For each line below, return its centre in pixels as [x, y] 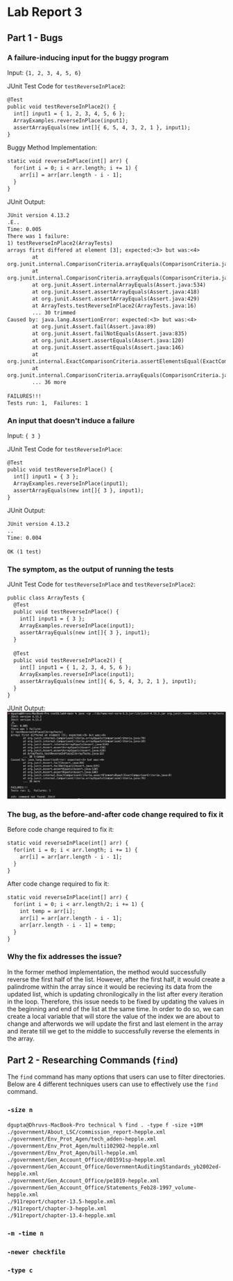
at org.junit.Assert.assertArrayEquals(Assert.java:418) [116, 292]
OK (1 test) [24, 552]
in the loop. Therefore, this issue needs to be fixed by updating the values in [116, 1001]
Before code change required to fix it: [61, 830]
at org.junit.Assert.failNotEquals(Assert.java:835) [110, 333]
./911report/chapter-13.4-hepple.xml [62, 1215]
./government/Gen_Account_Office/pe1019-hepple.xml [83, 1181]
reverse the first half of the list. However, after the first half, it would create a [116, 979]
